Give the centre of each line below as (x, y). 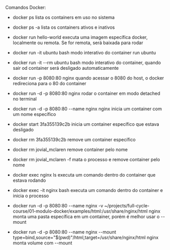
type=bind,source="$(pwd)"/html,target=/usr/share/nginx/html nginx (86, 237)
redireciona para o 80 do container (49, 83)
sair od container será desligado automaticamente (66, 68)
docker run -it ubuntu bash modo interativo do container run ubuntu (84, 53)
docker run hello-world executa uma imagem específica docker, (80, 37)
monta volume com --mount (42, 243)
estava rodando (29, 180)
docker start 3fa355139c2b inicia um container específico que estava (86, 124)
